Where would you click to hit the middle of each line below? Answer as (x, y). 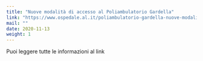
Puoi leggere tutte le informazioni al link (55, 51)
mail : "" (17, 23)
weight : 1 (19, 34)
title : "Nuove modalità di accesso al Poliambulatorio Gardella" (90, 12)
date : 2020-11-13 (28, 29)
